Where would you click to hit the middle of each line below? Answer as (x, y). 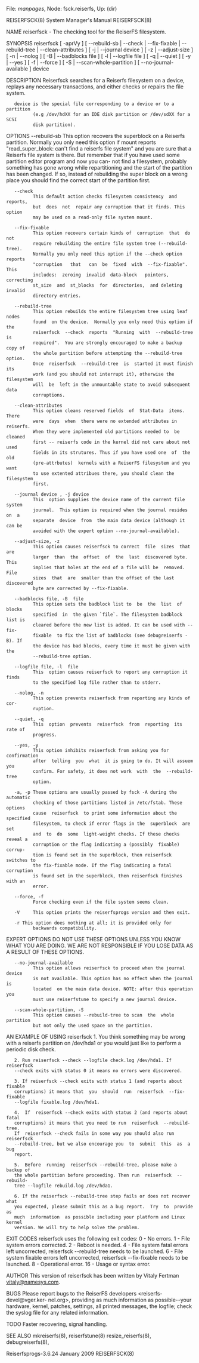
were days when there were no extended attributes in (105, 421)
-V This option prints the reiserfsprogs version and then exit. (102, 913)
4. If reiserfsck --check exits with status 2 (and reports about (101, 1113)
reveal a (17, 839)
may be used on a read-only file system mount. (93, 217)
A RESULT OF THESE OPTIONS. (45, 952)
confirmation (22, 756)
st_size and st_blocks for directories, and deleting (108, 286)
